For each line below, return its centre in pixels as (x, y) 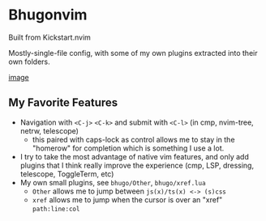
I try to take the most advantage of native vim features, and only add (134, 156)
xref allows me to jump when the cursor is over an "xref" (127, 199)
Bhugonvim (48, 15)
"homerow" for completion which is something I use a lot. (128, 148)
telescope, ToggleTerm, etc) (67, 174)
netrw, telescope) (49, 130)
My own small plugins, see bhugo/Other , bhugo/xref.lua (113, 182)
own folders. (29, 62)
